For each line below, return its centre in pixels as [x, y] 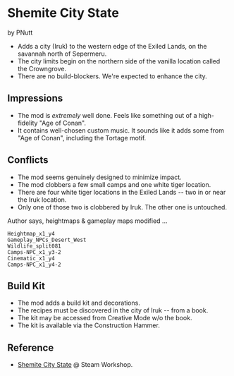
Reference [31, 347]
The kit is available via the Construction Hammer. [88, 325]
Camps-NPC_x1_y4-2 [34, 265]
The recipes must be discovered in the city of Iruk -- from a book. [113, 310]
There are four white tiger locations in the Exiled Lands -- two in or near [122, 192]
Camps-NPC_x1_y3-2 [34, 252]
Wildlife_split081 [34, 246]
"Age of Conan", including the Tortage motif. [82, 138]
